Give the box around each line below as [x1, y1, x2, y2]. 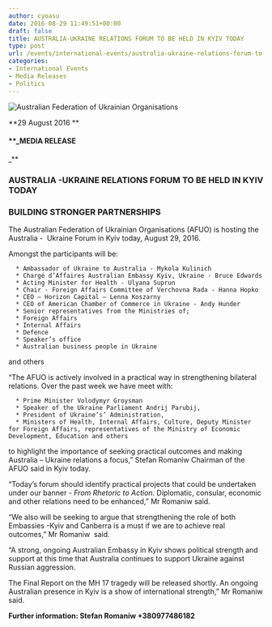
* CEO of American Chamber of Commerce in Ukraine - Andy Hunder [15, 300, 241, 308]
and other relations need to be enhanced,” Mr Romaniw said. [8, 496, 210, 506]
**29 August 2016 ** [8, 117, 79, 127]
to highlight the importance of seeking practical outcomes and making [8, 446, 243, 456]
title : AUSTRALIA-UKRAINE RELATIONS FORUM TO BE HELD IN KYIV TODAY [8, 34, 244, 43]
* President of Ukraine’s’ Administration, [15, 411, 164, 419]
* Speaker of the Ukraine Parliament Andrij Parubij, [15, 403, 201, 412]
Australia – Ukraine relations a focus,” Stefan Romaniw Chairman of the [8, 454, 245, 464]
